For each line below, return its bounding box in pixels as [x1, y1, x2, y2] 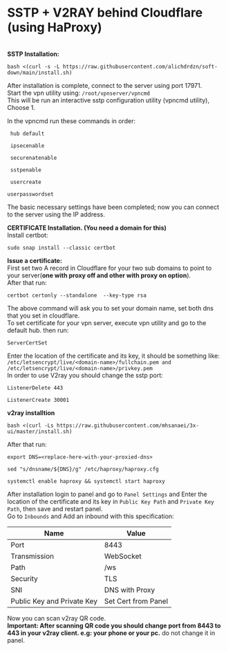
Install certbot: [7, 230, 48, 239]
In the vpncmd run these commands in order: [7, 116, 136, 125]
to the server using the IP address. [7, 210, 106, 219]
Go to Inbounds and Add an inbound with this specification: [7, 512, 174, 520]
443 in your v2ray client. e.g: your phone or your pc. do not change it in [7, 628, 216, 637]
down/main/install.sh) [7, 69, 73, 76]
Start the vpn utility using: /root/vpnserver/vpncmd [7, 89, 151, 97]
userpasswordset [7, 190, 54, 198]
